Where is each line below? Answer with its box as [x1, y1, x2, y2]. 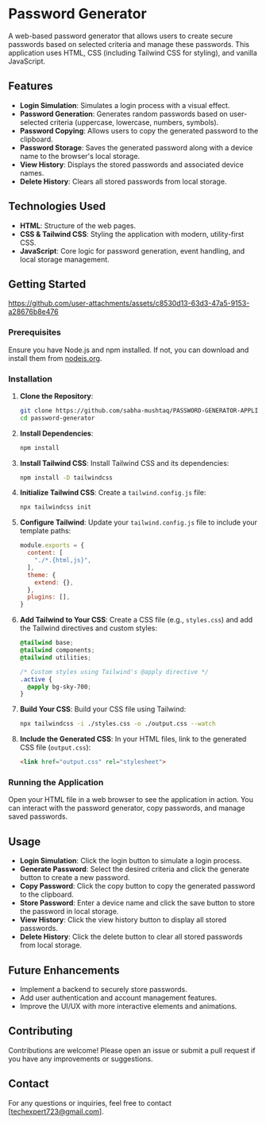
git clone [19, 406, 53, 414]
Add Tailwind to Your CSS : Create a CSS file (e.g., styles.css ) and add [19, 615, 253, 625]
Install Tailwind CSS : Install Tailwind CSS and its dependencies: [19, 458, 229, 467]
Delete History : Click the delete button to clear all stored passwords [19, 932, 243, 942]
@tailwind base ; [19, 639, 74, 647]
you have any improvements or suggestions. [8, 1054, 153, 1064]
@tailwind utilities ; [19, 653, 91, 661]
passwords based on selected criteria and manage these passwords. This [8, 39, 250, 48]
